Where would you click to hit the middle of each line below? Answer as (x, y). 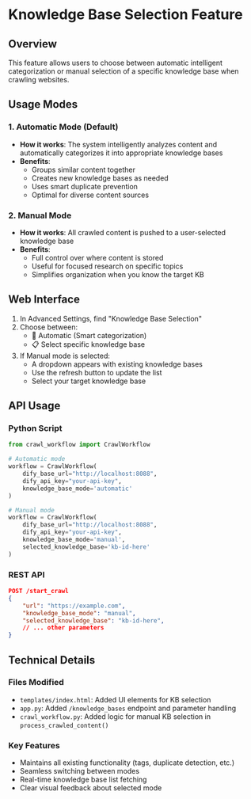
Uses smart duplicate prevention (85, 186)
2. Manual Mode (40, 215)
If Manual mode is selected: (65, 356)
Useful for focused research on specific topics (107, 266)
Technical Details (52, 660)
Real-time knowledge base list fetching (83, 780)
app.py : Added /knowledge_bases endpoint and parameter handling (128, 708)
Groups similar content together (84, 169)
